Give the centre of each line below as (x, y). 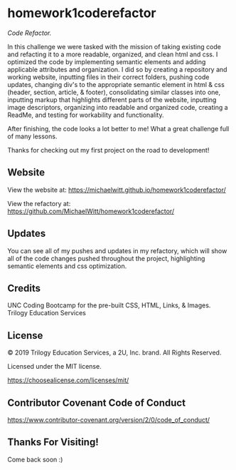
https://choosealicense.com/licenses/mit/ (68, 380)
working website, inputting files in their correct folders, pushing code (108, 77)
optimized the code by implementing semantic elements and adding (107, 61)
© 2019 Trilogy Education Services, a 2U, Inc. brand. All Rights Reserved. (114, 353)
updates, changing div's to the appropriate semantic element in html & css (116, 84)
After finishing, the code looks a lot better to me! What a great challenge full (118, 128)
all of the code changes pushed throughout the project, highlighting (106, 258)
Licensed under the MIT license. (54, 367)
